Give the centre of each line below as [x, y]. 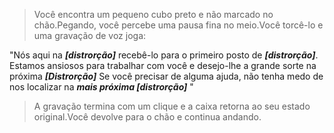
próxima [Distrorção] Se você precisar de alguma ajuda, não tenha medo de [166, 76]
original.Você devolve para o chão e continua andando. [147, 117]
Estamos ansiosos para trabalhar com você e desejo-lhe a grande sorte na [163, 65]
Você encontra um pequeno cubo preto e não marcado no [153, 14]
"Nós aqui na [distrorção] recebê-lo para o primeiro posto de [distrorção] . [164, 55]
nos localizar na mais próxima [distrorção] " [101, 87]
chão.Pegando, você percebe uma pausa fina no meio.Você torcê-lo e [178, 25]
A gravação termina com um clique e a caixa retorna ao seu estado [172, 106]
